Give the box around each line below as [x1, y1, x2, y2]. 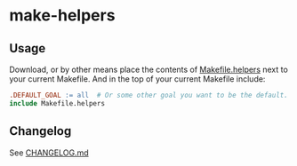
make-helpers [9, 5, 116, 26]
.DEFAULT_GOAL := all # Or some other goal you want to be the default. [9, 91, 289, 99]
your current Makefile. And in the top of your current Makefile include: [9, 74, 266, 84]
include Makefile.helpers [9, 99, 105, 107]
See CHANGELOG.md [9, 147, 89, 158]
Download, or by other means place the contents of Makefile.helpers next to [9, 64, 289, 75]
